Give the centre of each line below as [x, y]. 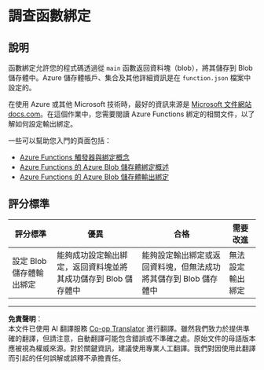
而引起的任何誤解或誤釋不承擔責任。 [67, 357]
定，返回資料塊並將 [92, 266]
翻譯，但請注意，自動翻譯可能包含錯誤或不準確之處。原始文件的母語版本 [139, 338]
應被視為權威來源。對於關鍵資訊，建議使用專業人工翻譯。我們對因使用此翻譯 [132, 348]
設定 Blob [29, 261]
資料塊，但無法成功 [185, 266]
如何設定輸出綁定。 [46, 124]
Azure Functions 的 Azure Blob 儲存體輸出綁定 [94, 177]
